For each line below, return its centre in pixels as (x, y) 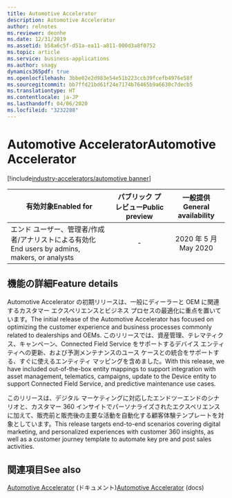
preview (139, 216)
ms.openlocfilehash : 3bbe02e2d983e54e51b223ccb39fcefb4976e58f (100, 78)
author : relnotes (32, 26)
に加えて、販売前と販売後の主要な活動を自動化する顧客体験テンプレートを (113, 415)
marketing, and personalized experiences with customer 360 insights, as (110, 432)
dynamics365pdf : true (38, 71)
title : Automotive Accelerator (52, 14)
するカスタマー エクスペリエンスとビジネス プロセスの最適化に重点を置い (111, 310)
